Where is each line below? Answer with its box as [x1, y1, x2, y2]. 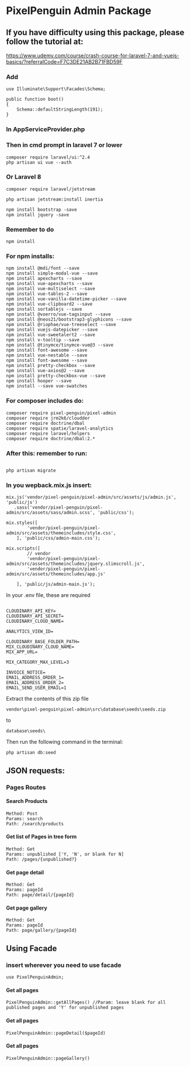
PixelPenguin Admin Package [6, 4, 151, 18]
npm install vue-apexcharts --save [6, 281, 93, 287]
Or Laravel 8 [6, 173, 42, 181]
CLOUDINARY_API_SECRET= [6, 613, 64, 619]
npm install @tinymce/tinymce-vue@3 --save [6, 342, 114, 348]
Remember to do [6, 225, 54, 234]
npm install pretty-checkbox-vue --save [6, 373, 106, 379]
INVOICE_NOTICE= [6, 670, 46, 675]
